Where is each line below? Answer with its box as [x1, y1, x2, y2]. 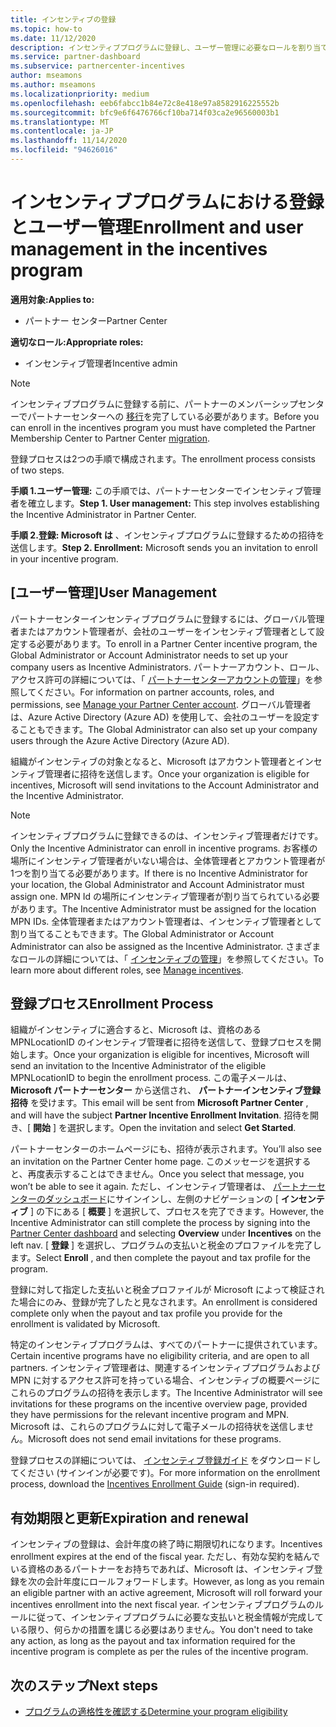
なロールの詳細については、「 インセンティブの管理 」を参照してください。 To [10, 952, 324, 965]
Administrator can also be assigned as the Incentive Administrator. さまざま [10, 940, 322, 952]
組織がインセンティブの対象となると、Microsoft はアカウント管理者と [10, 755, 297, 767]
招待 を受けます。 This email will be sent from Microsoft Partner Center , [10, 1097, 309, 1109]
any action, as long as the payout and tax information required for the [10, 1635, 296, 1647]
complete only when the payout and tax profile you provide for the [10, 1307, 283, 1320]
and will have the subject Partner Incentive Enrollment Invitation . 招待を [10, 1109, 311, 1121]
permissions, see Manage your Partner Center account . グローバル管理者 [10, 698, 312, 710]
